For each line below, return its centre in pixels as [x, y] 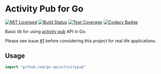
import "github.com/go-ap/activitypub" [45, 67]
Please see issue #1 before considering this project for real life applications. [81, 41]
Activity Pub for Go [44, 9]
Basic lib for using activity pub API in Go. [46, 31]
